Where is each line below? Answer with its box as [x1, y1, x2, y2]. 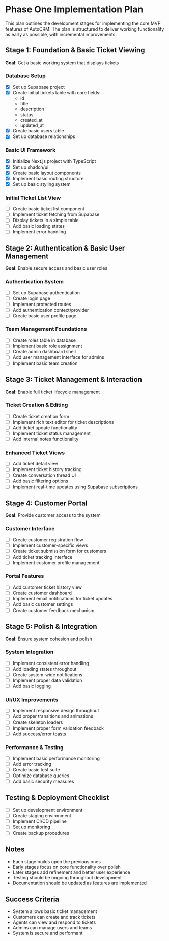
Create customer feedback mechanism [12, 607, 95, 613]
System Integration [5, 648, 54, 655]
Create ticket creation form [12, 413, 70, 419]
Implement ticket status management [12, 430, 91, 436]
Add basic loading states [12, 223, 65, 229]
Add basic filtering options [12, 478, 69, 484]
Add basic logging [12, 683, 51, 689]
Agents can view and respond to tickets [12, 919, 96, 925]
